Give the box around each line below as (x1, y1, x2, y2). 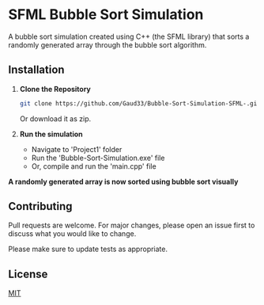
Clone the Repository (19, 84, 91, 93)
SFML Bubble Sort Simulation (8, 6, 204, 24)
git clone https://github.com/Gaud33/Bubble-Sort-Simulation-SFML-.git (19, 99, 261, 108)
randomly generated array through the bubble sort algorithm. (8, 40, 207, 49)
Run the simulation (19, 129, 83, 139)
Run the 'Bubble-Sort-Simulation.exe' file (31, 153, 165, 162)
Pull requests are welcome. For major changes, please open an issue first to (8, 220, 255, 231)
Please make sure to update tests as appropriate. (8, 244, 168, 254)
